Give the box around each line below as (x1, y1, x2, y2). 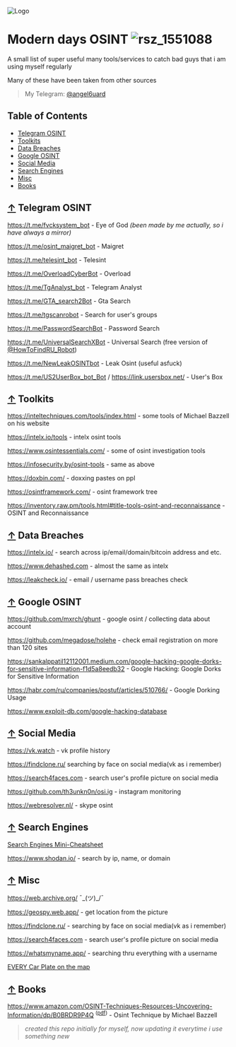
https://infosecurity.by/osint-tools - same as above (7, 460, 155, 469)
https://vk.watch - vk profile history (7, 746, 111, 755)
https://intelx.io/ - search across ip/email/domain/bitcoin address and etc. (7, 548, 222, 557)
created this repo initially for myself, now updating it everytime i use (24, 1024, 223, 1033)
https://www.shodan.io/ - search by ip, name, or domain (7, 853, 171, 862)
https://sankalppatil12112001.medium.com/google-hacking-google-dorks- (7, 657, 223, 666)
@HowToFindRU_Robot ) (7, 345, 78, 353)
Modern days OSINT (7, 32, 129, 47)
